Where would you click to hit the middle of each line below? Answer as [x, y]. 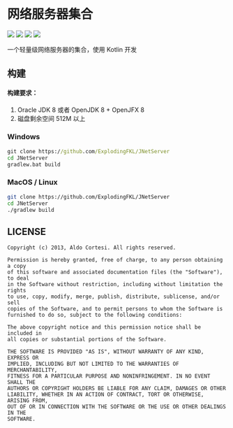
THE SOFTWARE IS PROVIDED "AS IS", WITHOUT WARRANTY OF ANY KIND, [106, 352]
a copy [17, 266]
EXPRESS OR [23, 358]
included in [24, 334]
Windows [24, 137]
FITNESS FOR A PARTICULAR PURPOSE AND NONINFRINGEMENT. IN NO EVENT [109, 376]
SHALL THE [22, 383]
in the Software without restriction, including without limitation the [115, 285]
